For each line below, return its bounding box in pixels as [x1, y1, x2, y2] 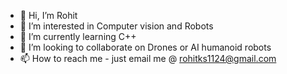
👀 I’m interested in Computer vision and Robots [19, 20, 214, 32]
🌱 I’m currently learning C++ [19, 31, 137, 42]
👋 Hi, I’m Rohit [19, 10, 78, 21]
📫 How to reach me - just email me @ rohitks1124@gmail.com [19, 53, 277, 64]
